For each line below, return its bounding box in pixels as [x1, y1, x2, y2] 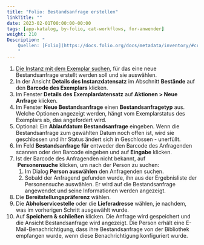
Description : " [7, 37, 45, 43]
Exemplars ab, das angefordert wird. [15, 116, 107, 123]
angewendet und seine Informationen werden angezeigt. [24, 187, 166, 194]
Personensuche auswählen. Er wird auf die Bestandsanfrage [24, 180, 176, 188]
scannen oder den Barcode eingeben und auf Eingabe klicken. [15, 148, 172, 155]
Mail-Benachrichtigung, [15, 225, 75, 233]
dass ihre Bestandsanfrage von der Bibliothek [75, 225, 189, 233]
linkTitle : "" [7, 15, 43, 21]
